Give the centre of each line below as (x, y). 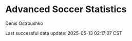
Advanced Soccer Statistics (66, 9)
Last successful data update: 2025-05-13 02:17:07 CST (64, 33)
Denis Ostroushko (24, 23)
